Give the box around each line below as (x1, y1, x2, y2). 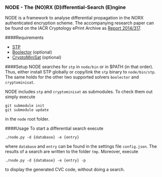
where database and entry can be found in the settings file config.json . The (5, 143, 157, 149)
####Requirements (5, 35, 44, 40)
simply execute (5, 94, 36, 100)
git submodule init (5, 104, 45, 108)
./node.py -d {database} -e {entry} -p (5, 158, 86, 163)
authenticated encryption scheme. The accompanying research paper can (5, 20, 154, 26)
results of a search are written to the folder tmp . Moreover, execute (5, 149, 139, 155)
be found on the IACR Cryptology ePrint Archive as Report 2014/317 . (5, 25, 142, 31)
